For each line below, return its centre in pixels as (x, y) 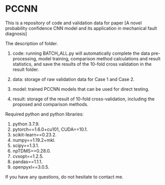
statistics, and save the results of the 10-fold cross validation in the (82, 64)
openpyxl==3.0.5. (31, 167)
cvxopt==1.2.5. (28, 156)
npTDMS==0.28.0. (32, 151)
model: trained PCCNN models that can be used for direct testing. (81, 89)
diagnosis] (16, 33)
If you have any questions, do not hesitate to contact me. (64, 177)
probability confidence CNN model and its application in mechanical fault (81, 28)
